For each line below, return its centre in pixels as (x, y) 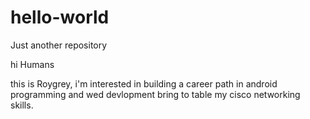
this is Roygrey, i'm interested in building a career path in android (144, 83)
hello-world (60, 17)
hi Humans (32, 64)
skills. (22, 105)
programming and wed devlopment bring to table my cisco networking (155, 94)
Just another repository (59, 45)
